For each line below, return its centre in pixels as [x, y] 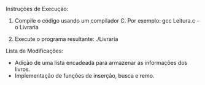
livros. [22, 69]
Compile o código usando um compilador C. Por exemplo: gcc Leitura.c [105, 20]
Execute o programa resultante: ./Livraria [66, 39]
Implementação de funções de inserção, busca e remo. [84, 76]
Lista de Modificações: [35, 51]
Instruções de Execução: [37, 9]
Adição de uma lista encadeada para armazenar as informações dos [101, 63]
